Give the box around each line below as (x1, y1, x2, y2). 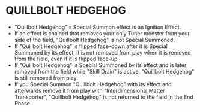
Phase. (14, 99, 32, 107)
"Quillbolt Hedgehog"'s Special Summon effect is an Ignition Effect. (14, 23, 181, 31)
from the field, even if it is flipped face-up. (14, 55, 120, 62)
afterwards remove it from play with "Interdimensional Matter (14, 87, 166, 94)
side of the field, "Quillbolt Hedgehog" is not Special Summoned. (14, 36, 175, 43)
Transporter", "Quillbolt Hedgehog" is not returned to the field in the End (14, 93, 193, 101)
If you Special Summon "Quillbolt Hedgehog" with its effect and (14, 80, 172, 87)
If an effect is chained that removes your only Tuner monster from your (14, 29, 190, 37)
